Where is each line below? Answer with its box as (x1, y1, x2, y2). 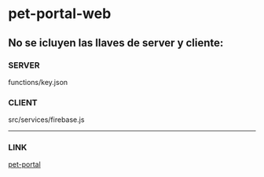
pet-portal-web (8, 5, 112, 23)
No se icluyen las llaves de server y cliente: (8, 36, 224, 50)
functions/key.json (8, 77, 68, 87)
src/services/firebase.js (8, 115, 85, 124)
